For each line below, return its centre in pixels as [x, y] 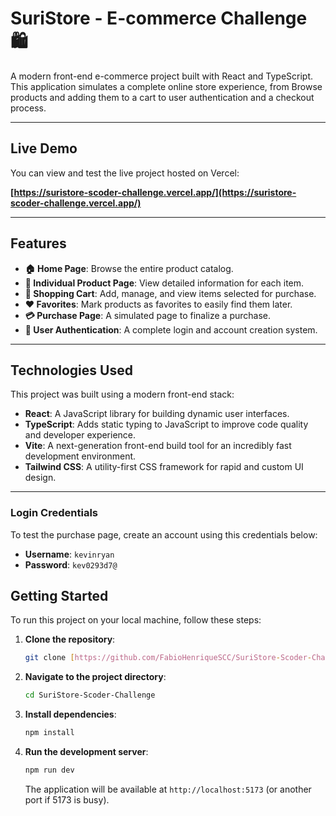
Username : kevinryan [69, 554]
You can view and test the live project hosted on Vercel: [125, 173]
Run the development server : [86, 752]
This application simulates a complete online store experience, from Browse [166, 86]
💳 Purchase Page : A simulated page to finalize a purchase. [147, 315]
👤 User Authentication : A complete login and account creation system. [171, 329]
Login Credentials [54, 513]
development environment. [80, 456]
